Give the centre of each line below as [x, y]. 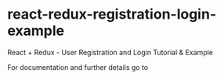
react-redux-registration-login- [112, 14]
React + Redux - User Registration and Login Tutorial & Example [110, 52]
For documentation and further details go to [78, 67]
